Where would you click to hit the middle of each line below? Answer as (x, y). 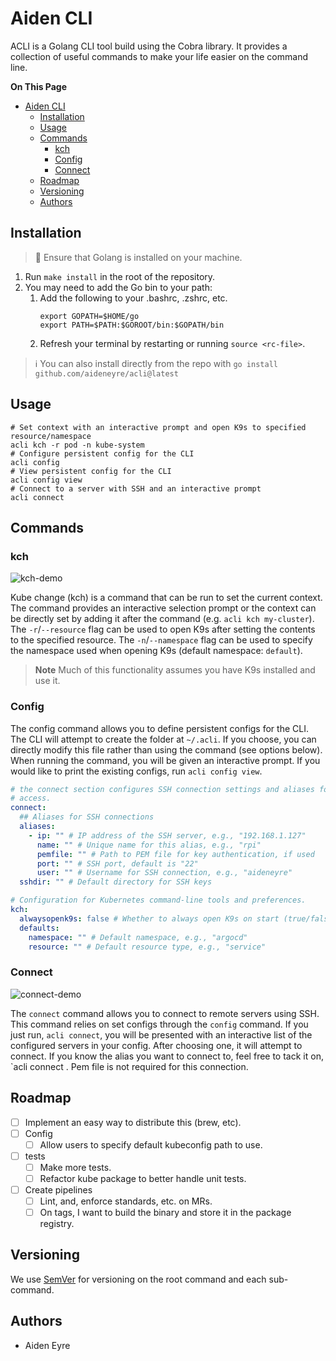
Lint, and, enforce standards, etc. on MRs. (126, 1201)
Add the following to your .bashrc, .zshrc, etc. (133, 298)
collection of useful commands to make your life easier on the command (159, 56)
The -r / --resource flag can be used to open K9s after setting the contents (163, 629)
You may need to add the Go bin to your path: (118, 287)
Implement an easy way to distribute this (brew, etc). (133, 1122)
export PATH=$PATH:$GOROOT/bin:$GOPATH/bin (132, 325)
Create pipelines (58, 1189)
